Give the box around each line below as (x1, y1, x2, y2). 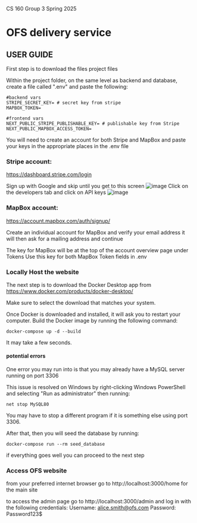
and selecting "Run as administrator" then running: (6, 390, 130, 397)
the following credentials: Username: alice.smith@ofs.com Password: (6, 504, 176, 511)
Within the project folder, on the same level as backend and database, (6, 77, 177, 84)
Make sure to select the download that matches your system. (6, 299, 156, 306)
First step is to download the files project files (6, 65, 118, 72)
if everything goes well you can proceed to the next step (6, 452, 145, 459)
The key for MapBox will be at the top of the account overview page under (6, 246, 189, 253)
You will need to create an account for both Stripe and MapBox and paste (6, 136, 186, 143)
